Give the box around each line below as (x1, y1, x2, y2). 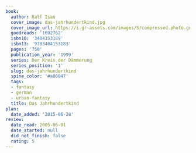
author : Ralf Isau (11, 14, 56, 20)
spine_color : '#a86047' (11, 73, 68, 79)
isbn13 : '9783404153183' (11, 41, 71, 47)
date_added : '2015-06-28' (11, 111, 74, 117)
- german (11, 90, 32, 95)
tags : (11, 79, 25, 85)
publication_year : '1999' (11, 52, 74, 58)
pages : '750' (11, 47, 43, 52)
